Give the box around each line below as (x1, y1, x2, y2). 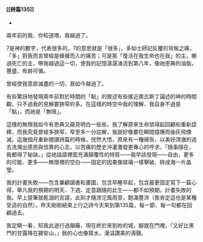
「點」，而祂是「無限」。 (6, 108, 65, 115)
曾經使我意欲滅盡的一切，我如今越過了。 (6, 80, 107, 88)
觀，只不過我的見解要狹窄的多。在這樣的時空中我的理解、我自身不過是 (6, 100, 181, 108)
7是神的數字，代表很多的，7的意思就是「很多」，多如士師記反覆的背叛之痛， (6, 45, 195, 52)
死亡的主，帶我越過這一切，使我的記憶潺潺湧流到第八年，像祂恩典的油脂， (11, 60, 197, 67)
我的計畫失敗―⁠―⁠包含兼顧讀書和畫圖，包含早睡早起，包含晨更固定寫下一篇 (6, 179, 192, 186)
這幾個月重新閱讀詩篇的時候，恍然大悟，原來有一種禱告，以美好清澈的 (16, 136, 192, 143)
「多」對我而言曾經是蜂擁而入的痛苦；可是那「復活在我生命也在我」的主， (6, 52, 192, 60)
